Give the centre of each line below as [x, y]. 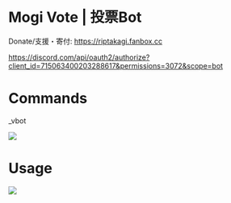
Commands [48, 99]
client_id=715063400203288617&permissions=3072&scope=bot [116, 65]
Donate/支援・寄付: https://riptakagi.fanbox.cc [86, 41]
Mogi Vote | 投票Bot [75, 17]
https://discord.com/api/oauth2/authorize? [79, 57]
